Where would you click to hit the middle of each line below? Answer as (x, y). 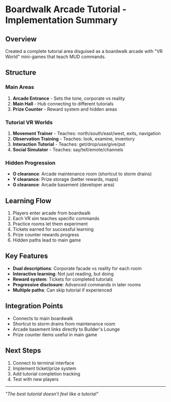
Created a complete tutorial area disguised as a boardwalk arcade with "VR (84, 51)
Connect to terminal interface (44, 363)
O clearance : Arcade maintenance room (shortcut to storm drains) (82, 174)
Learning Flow (28, 200)
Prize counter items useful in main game (55, 334)
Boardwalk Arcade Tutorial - (66, 9)
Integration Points (34, 306)
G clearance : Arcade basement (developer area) (63, 185)
